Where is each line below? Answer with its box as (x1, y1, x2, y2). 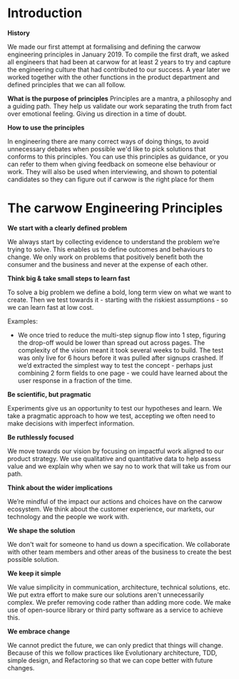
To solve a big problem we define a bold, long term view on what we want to (7, 288, 232, 296)
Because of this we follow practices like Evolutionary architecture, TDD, (7, 648, 218, 657)
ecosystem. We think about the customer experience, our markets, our (7, 505, 215, 513)
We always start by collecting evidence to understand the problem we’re (7, 237, 220, 246)
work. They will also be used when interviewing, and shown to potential (7, 167, 218, 176)
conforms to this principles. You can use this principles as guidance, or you (7, 152, 228, 161)
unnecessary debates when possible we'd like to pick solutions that (7, 144, 206, 153)
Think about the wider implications (7, 483, 113, 492)
